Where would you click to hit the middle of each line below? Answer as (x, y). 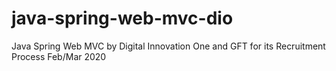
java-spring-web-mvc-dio (122, 18)
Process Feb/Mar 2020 (59, 56)
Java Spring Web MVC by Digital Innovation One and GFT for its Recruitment (168, 46)
